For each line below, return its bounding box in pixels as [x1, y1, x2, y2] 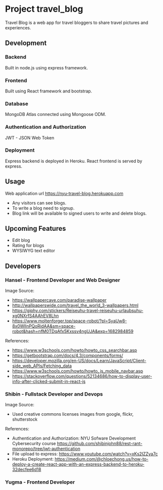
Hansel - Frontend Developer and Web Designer [5, 276, 120, 283]
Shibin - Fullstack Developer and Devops [5, 391, 103, 398]
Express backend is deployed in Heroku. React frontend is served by [5, 158, 143, 164]
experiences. [5, 24, 32, 30]
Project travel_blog [5, 3, 84, 15]
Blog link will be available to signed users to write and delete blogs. [12, 210, 147, 216]
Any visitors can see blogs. [12, 200, 67, 206]
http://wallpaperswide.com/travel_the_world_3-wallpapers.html [12, 302, 139, 309]
